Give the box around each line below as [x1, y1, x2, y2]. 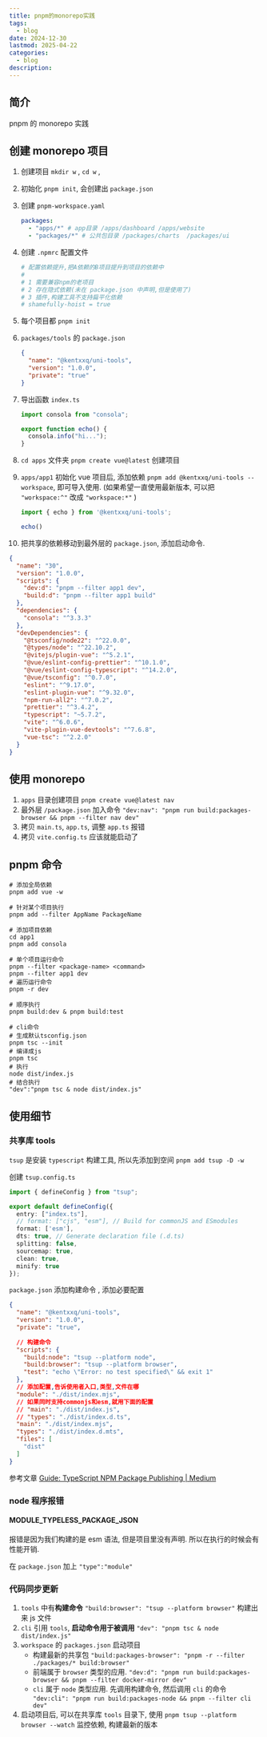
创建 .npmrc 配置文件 [20, 248, 89, 257]
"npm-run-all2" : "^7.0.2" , [23, 696, 114, 704]
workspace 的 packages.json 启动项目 [20, 1640, 141, 1650]
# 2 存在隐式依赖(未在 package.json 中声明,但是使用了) [20, 285, 192, 293]
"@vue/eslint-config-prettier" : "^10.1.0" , [23, 659, 171, 667]
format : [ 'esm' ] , [16, 1225, 74, 1233]
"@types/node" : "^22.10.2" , [23, 644, 117, 652]
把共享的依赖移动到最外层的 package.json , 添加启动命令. [20, 538, 205, 547]
